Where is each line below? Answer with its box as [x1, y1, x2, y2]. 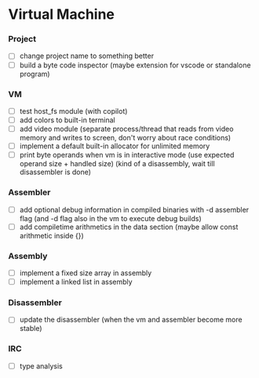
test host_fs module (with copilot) [19, 106, 128, 115]
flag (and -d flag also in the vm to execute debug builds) [19, 213, 202, 223]
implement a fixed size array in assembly [19, 268, 152, 278]
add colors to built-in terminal [19, 115, 115, 125]
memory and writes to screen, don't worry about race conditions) [19, 133, 232, 143]
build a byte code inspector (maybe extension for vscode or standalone [19, 60, 251, 70]
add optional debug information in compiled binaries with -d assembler [19, 205, 250, 214]
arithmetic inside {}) [19, 231, 84, 240]
